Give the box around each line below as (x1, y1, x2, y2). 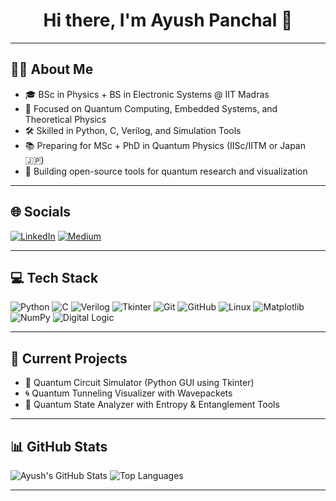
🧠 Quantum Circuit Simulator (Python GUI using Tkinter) (24, 377, 255, 389)
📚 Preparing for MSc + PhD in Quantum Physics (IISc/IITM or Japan (24, 139, 307, 151)
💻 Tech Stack (10, 269, 99, 286)
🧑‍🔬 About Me (10, 61, 94, 78)
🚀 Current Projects (10, 350, 128, 367)
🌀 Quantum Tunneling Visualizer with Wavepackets (24, 387, 233, 399)
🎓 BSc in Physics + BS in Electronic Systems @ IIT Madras (24, 88, 270, 100)
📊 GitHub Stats (10, 438, 108, 455)
